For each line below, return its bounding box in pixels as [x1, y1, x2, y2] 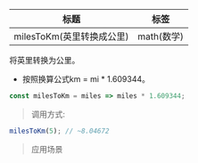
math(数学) [137, 30, 185, 43]
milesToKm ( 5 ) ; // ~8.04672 [9, 126, 110, 135]
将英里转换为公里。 [9, 55, 80, 65]
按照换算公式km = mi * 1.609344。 [21, 74, 150, 84]
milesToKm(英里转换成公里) [13, 30, 129, 43]
